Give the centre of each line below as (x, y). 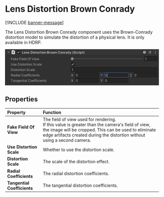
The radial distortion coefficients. (76, 174)
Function (52, 112)
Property (16, 112)
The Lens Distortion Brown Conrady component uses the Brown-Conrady (79, 32)
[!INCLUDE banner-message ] (34, 22)
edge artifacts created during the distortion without (94, 135)
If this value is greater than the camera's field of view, (96, 124)
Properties (21, 99)
